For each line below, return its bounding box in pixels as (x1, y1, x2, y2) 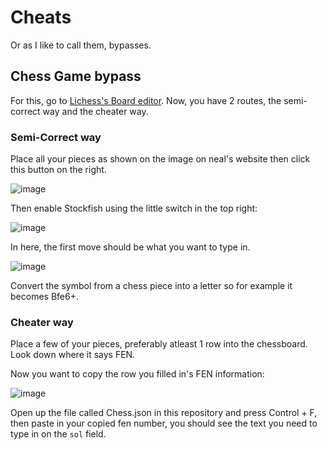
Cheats (10, 6, 72, 29)
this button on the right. (10, 164, 107, 176)
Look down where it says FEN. (10, 349, 136, 361)
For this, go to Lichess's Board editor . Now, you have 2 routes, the (10, 94, 282, 106)
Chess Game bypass (10, 68, 142, 85)
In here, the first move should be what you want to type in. (10, 241, 251, 253)
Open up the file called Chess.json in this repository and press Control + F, (10, 407, 318, 419)
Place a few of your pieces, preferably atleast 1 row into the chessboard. (10, 338, 308, 350)
